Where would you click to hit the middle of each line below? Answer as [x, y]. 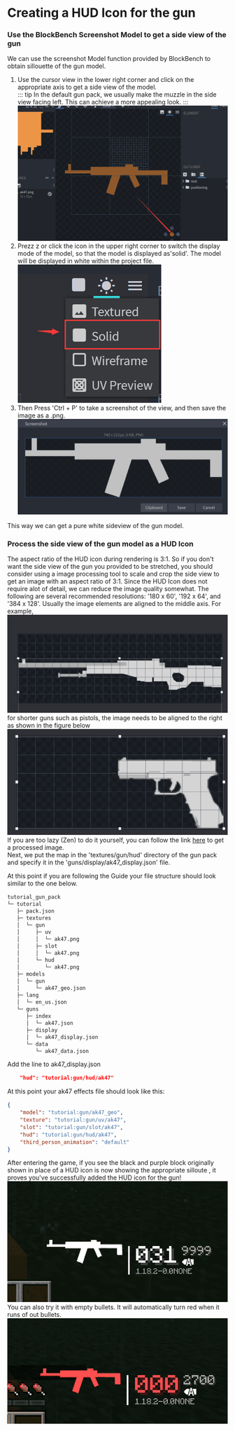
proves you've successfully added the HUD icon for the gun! [94, 1177]
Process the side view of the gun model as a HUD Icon [100, 544]
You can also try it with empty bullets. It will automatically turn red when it [114, 1307]
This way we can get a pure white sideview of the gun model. [95, 526]
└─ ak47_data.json [62, 1051]
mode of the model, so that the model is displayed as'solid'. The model [119, 253]
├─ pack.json [35, 911]
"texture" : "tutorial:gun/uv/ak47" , [73, 1120]
